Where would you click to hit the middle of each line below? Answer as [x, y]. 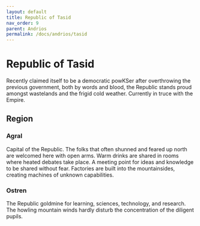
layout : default [26, 12]
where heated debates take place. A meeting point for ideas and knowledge [100, 162]
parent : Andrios [26, 29]
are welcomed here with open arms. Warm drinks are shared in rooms [92, 155]
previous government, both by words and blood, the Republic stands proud [99, 87]
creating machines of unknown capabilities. [60, 175]
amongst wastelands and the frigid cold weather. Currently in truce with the [100, 93]
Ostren [17, 190]
